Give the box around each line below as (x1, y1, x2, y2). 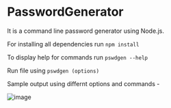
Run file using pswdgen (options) (7, 66, 100, 75)
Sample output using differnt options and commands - (7, 79, 160, 87)
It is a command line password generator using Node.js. (7, 27, 164, 35)
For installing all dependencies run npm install (7, 40, 140, 48)
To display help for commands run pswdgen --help (7, 53, 148, 62)
